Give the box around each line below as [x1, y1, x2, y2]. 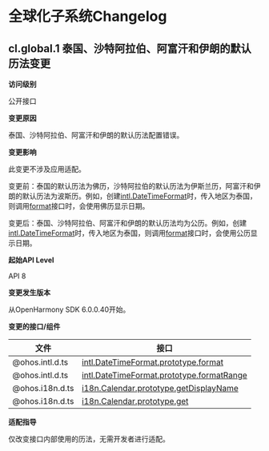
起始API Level [8, 255, 54, 265]
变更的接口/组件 [8, 321, 61, 331]
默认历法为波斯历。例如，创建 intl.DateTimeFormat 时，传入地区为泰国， [22, 191, 258, 201]
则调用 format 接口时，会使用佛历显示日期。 [8, 202, 150, 210]
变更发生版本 [8, 288, 50, 297]
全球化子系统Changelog [8, 7, 167, 26]
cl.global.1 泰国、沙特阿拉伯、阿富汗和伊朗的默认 [8, 42, 252, 55]
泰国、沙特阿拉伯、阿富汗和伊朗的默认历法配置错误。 [8, 130, 184, 140]
